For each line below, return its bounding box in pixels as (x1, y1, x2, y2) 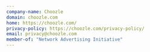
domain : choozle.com (6, 14, 59, 20)
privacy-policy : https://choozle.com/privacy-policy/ (6, 25, 145, 32)
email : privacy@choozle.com (6, 31, 77, 37)
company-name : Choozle (6, 8, 64, 15)
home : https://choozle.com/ (6, 20, 77, 26)
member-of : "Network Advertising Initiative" (6, 36, 123, 42)
